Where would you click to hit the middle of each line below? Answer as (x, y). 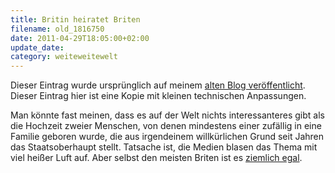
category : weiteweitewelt (64, 57)
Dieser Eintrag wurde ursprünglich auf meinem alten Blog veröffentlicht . (158, 85)
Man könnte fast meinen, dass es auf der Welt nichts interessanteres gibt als (167, 115)
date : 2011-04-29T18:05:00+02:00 (80, 38)
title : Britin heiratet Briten (75, 19)
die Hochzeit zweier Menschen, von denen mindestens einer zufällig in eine (166, 126)
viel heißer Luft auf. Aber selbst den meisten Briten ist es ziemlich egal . (156, 158)
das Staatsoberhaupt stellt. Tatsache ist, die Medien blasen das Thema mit (164, 147)
